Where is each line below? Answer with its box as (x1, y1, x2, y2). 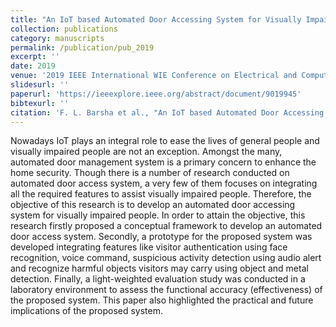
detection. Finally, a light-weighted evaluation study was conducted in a (10, 273, 306, 285)
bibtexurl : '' (10, 98, 70, 108)
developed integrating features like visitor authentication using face (10, 241, 288, 253)
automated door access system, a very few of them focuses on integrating (10, 177, 318, 190)
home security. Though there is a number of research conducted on (10, 167, 290, 179)
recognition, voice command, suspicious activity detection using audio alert (10, 252, 322, 264)
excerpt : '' (10, 52, 60, 62)
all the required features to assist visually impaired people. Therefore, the (10, 188, 312, 200)
